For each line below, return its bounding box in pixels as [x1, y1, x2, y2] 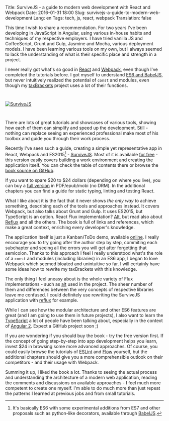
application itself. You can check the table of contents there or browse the [5, 162, 158, 168]
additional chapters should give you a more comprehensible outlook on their [5, 354, 163, 360]
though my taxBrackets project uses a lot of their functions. [5, 82, 128, 88]
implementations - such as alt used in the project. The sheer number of [5, 281, 153, 287]
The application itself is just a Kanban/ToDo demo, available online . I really [5, 234, 159, 240]
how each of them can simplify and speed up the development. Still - [5, 125, 148, 131]
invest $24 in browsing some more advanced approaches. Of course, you [5, 343, 158, 349]
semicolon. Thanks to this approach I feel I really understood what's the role [5, 250, 163, 256]
